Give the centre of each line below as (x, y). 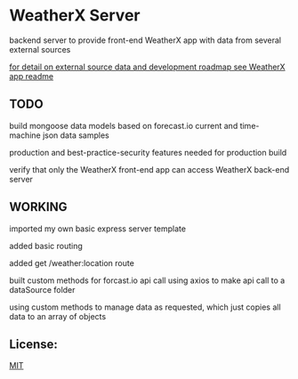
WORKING (39, 207)
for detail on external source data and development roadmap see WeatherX (148, 67)
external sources (40, 49)
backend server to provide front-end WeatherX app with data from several (145, 40)
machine (25, 135)
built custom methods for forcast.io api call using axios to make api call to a (147, 280)
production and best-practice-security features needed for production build (148, 152)
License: (33, 344)
